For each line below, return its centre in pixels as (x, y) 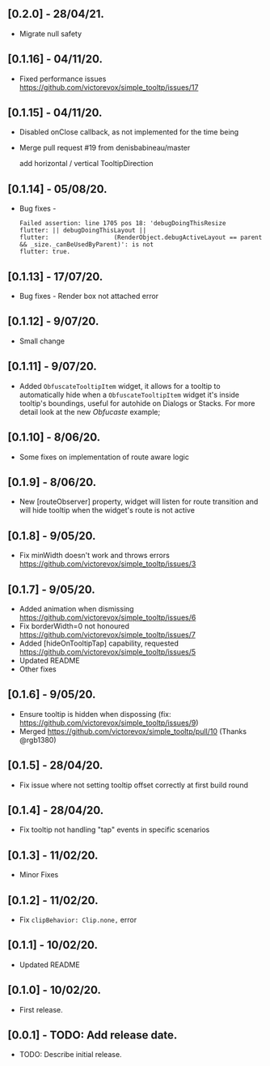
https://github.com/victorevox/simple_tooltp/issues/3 (108, 564)
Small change (42, 341)
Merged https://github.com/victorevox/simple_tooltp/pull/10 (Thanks (133, 731)
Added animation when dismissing (76, 608)
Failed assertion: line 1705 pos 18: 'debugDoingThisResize (122, 224)
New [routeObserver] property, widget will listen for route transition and (139, 501)
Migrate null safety (51, 33)
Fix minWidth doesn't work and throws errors (95, 556)
